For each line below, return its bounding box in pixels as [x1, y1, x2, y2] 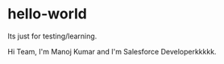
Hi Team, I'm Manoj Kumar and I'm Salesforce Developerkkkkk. [7, 46, 217, 56]
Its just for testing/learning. [7, 31, 97, 41]
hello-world [7, 5, 88, 23]
